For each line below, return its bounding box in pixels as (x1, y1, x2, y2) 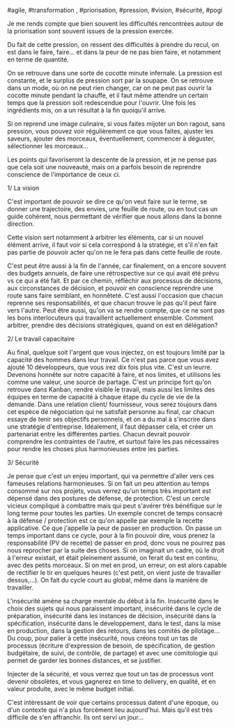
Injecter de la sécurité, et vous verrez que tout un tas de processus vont (7, 670, 214, 678)
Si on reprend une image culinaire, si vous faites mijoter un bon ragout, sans (7, 120, 226, 128)
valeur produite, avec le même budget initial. (7, 685, 135, 693)
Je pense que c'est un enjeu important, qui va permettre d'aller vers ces (7, 472, 214, 480)
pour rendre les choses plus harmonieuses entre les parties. (7, 445, 180, 453)
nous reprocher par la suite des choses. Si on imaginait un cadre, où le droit (7, 546, 225, 555)
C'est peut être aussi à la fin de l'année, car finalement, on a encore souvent (7, 262, 226, 270)
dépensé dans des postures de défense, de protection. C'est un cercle (7, 494, 210, 502)
